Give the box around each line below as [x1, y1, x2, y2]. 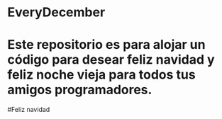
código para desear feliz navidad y [7, 52, 215, 68]
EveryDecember [7, 4, 106, 21]
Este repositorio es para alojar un [7, 37, 206, 53]
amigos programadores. [7, 82, 152, 98]
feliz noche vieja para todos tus [7, 67, 196, 83]
